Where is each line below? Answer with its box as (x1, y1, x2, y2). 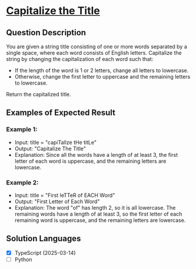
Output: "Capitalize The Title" (14, 145, 87, 152)
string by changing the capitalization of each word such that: (6, 56, 154, 62)
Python (14, 255, 32, 263)
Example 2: (6, 178, 39, 186)
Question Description (6, 28, 87, 38)
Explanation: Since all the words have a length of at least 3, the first (14, 151, 178, 158)
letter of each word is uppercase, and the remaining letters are (14, 157, 167, 164)
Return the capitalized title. (6, 91, 72, 97)
